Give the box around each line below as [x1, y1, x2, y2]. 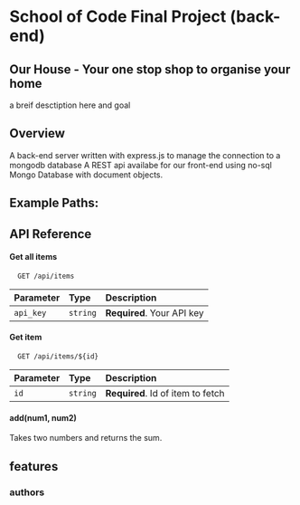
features [9, 459, 59, 474]
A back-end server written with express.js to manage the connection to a [9, 149, 281, 160]
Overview [9, 126, 66, 141]
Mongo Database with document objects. [9, 169, 164, 180]
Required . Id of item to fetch [105, 387, 225, 399]
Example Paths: [9, 195, 99, 211]
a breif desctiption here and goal [9, 100, 131, 110]
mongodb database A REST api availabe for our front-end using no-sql [9, 159, 273, 170]
